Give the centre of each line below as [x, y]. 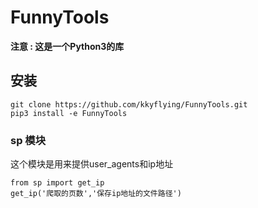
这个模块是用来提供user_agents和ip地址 [92, 164]
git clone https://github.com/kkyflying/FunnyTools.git [129, 104]
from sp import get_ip [57, 183]
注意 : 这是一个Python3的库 [67, 46]
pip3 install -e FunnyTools [69, 113]
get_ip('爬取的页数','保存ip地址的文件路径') [96, 194]
